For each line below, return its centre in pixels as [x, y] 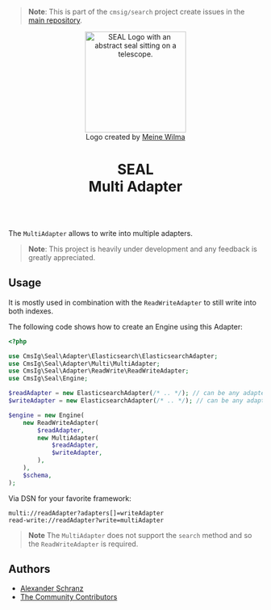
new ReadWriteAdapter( [61, 423]
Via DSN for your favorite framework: [70, 498]
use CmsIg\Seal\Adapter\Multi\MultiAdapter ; [84, 364]
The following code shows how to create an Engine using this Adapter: [126, 326]
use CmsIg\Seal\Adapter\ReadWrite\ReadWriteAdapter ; [99, 371]
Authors [29, 569]
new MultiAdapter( [68, 438]
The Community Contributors [69, 597]
